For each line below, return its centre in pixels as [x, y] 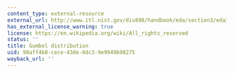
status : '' [23, 40]
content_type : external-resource [56, 14]
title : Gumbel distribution [48, 46]
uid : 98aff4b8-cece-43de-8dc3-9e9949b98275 [71, 53]
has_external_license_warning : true [60, 26]
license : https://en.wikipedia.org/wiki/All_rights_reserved [98, 33]
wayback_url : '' [31, 59]
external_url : [28, 20]
